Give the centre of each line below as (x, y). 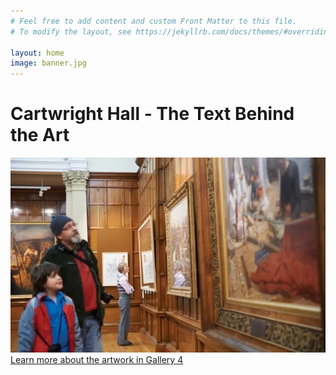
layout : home (37, 53)
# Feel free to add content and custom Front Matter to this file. (154, 21)
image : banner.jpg (48, 63)
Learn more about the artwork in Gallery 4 (97, 359)
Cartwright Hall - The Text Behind (152, 114)
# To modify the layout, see (71, 31)
